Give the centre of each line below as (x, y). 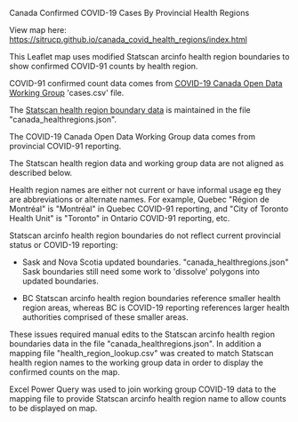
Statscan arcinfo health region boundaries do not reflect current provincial (145, 235)
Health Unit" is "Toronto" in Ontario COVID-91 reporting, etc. (120, 218)
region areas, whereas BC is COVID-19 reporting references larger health (156, 307)
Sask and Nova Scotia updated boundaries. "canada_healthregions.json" (155, 262)
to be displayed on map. (53, 408)
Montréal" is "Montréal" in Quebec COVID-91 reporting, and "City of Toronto (149, 209)
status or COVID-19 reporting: (64, 245)
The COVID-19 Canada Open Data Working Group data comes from (133, 136)
